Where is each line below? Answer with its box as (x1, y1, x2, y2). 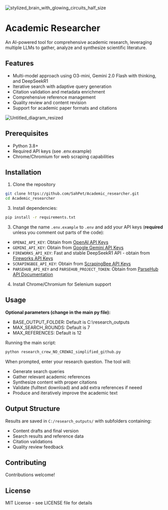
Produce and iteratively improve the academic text (12, 390, 118, 396)
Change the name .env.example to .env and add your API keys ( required (12, 224, 163, 230)
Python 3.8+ (12, 143, 39, 149)
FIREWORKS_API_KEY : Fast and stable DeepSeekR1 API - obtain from (12, 250, 150, 256)
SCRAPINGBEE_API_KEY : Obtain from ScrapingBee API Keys (12, 261, 131, 266)
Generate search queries (12, 368, 65, 374)
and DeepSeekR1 (12, 78, 49, 84)
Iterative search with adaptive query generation (12, 83, 112, 89)
